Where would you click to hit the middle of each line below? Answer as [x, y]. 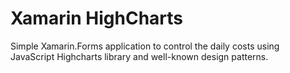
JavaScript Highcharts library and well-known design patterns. [139, 56]
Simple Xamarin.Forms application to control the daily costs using [145, 46]
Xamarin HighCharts [97, 18]
